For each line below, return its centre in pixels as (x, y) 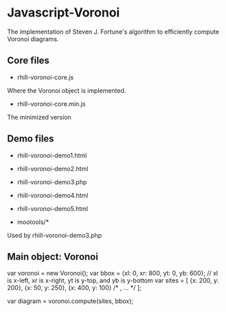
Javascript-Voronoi (64, 13)
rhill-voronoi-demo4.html (53, 195)
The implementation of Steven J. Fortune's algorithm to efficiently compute (113, 32)
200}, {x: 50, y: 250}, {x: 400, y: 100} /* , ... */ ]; (75, 288)
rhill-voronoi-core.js (45, 77)
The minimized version (39, 117)
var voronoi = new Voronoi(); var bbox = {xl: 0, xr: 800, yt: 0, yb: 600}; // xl (113, 274)
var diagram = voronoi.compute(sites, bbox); (70, 301)
